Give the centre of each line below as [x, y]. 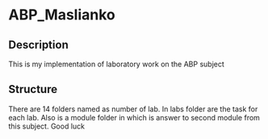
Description [38, 45]
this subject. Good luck [47, 126]
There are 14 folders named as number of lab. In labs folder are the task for [133, 109]
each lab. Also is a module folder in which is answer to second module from [134, 117]
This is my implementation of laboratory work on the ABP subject [116, 64]
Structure [33, 89]
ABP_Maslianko [62, 15]
